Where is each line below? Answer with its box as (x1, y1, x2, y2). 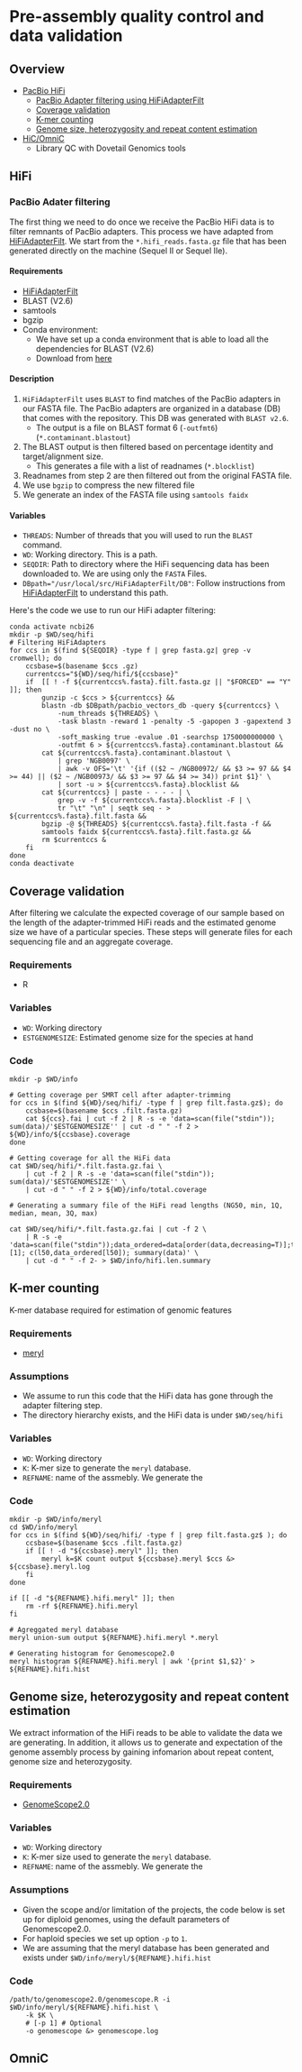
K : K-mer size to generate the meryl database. (22, 1462, 191, 1473)
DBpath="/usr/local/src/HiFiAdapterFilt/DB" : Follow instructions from (22, 578, 286, 589)
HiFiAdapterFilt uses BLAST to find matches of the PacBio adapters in (22, 394, 281, 405)
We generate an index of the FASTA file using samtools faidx (22, 490, 249, 500)
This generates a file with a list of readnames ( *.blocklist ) (35, 461, 255, 472)
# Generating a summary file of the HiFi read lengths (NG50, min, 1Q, (9, 1201, 283, 1210)
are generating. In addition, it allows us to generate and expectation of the (9, 1737, 283, 1747)
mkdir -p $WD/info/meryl (9, 1515, 102, 1524)
